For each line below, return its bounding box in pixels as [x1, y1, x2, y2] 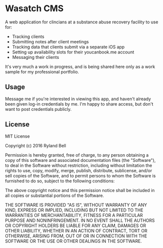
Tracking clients [12, 34, 45, 39]
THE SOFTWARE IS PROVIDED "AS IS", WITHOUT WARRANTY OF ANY [5, 202, 147, 208]
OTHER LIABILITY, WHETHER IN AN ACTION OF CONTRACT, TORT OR [5, 228, 147, 233]
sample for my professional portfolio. [5, 69, 79, 74]
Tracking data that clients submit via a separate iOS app [12, 44, 125, 50]
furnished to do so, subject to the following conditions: [5, 178, 115, 184]
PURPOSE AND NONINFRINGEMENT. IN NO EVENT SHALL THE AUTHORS [5, 217, 155, 223]
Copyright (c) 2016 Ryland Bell [5, 142, 66, 148]
